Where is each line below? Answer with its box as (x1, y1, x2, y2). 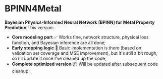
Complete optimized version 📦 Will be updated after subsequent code (11, 61, 158, 67)
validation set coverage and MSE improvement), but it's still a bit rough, (11, 50, 158, 56)
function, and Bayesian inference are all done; (11, 39, 106, 45)
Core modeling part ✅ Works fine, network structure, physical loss (11, 34, 149, 40)
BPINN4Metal (4, 3, 62, 14)
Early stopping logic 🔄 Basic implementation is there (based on (11, 45, 142, 51)
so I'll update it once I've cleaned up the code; (11, 55, 107, 61)
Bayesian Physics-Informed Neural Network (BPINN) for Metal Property (4, 19, 155, 25)
